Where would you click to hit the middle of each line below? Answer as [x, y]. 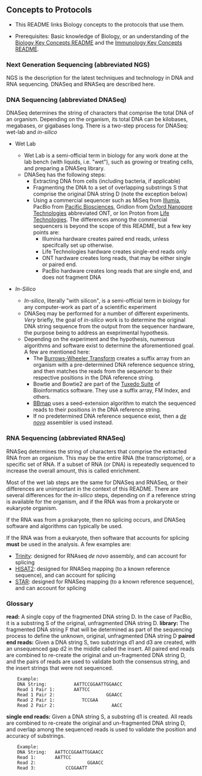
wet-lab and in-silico [32, 132]
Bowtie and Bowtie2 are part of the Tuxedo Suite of [96, 384]
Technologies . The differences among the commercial [100, 220]
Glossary [20, 603]
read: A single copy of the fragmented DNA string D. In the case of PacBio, [99, 617]
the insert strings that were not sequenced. [60, 668]
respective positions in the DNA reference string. [94, 378]
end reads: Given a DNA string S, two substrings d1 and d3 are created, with [101, 642]
